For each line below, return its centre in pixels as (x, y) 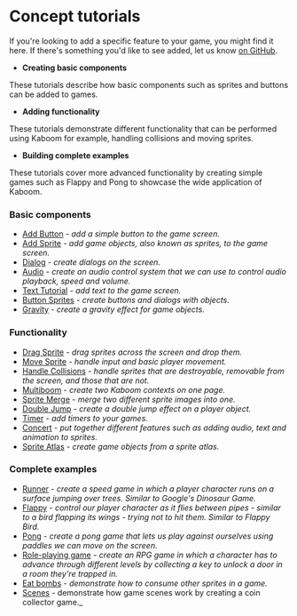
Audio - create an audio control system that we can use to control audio (154, 272)
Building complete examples (75, 155)
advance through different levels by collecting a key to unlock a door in (152, 564)
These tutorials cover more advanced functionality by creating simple (136, 172)
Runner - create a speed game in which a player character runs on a (148, 488)
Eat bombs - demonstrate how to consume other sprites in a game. (145, 583)
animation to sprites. (60, 436)
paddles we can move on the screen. (90, 545)
